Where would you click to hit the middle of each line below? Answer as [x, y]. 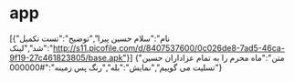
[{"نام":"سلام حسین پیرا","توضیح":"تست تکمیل [90, 38]
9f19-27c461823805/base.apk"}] [71, 57]
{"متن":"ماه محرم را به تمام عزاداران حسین [210, 57]
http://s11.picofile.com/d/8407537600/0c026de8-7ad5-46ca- [169, 47]
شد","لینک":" [31, 47]
